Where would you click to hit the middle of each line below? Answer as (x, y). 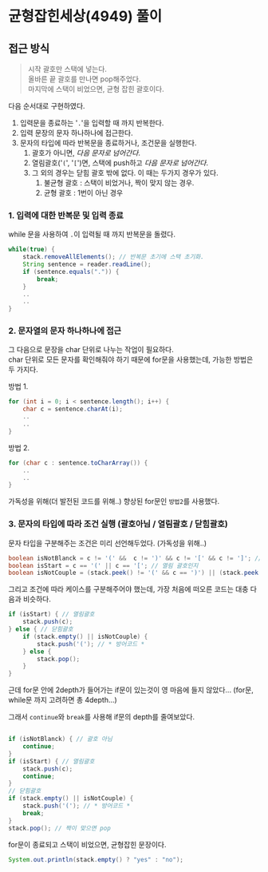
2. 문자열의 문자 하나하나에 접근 (65, 331)
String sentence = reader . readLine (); (87, 264)
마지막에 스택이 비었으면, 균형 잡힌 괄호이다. (96, 89)
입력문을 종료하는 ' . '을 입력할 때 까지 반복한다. (92, 123)
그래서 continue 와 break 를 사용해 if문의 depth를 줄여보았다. (102, 717)
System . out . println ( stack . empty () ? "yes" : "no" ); (96, 859)
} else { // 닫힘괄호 (41, 629)
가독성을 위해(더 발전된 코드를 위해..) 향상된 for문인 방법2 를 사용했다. (114, 501)
